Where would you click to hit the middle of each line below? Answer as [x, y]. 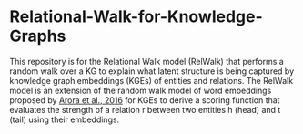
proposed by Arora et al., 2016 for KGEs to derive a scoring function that [145, 100]
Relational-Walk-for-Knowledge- [136, 17]
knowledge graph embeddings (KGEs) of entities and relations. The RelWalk [151, 80]
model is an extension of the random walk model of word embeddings [141, 90]
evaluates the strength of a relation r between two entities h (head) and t [145, 109]
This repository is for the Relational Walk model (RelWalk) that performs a [146, 61]
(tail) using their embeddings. [65, 119]
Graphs [38, 36]
